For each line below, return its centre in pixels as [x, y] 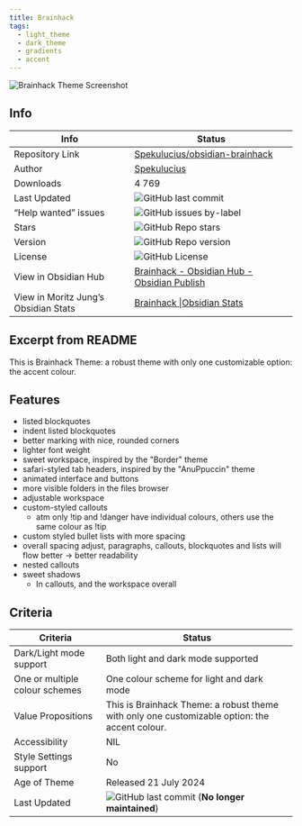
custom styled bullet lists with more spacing [104, 536]
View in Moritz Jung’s [59, 296]
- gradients [40, 51]
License [31, 256]
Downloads [38, 183]
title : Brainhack [42, 18]
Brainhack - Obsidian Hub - [194, 271]
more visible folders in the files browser [95, 488]
